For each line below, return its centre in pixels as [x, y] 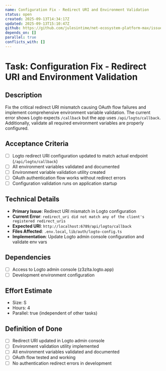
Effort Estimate [29, 291]
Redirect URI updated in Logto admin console [58, 341]
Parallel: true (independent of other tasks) [55, 313]
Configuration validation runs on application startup [65, 183]
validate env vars [30, 242]
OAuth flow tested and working [44, 358]
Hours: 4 [21, 308]
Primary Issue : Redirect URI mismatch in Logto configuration [74, 211]
